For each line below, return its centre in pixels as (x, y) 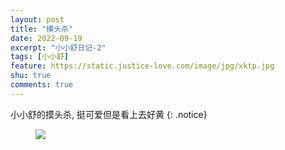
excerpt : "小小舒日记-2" (58, 47)
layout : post (37, 19)
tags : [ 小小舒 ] (40, 57)
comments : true (42, 85)
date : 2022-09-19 (46, 38)
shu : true (31, 76)
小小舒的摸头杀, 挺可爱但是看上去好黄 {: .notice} (109, 114)
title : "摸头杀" (42, 29)
